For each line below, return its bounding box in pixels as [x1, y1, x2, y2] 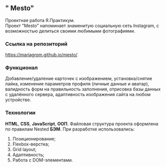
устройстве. [5, 97, 31, 103]
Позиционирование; [12, 135, 56, 141]
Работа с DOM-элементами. [12, 157, 73, 163]
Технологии [5, 109, 36, 116]
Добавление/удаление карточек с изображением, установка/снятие [5, 75, 152, 81]
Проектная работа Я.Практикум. [5, 17, 75, 23]
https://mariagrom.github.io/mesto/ [5, 52, 77, 58]
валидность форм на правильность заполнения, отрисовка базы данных [5, 86, 161, 92]
